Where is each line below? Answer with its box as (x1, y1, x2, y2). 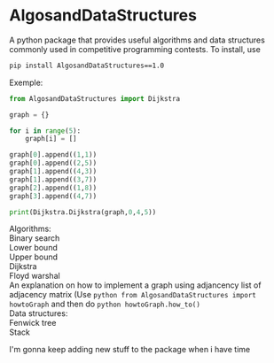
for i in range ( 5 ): (9, 126, 82, 135)
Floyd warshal (9, 271, 60, 282)
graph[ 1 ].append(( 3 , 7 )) (9, 174, 98, 184)
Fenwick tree (9, 318, 57, 328)
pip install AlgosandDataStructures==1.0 (9, 61, 165, 70)
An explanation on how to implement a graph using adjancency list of (9, 280, 262, 290)
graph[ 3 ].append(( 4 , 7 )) (9, 191, 98, 200)
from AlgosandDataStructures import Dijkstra (9, 94, 180, 103)
